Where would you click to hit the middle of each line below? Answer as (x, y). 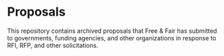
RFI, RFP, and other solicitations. (53, 45)
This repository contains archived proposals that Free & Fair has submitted (112, 31)
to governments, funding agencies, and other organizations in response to (112, 38)
